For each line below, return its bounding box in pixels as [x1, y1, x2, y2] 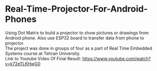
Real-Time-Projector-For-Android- [5, 3, 148, 15]
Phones [5, 14, 37, 25]
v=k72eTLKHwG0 [5, 61, 41, 67]
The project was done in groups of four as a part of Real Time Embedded [5, 45, 153, 51]
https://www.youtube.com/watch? [82, 55, 151, 61]
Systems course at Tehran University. [5, 50, 81, 56]
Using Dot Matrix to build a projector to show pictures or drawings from [5, 30, 149, 35]
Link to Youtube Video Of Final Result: [5, 55, 82, 61]
